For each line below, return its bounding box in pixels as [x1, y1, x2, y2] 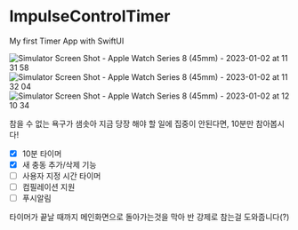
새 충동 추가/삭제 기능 [21, 160, 97, 170]
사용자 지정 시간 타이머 [21, 171, 101, 181]
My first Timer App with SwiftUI [9, 36, 125, 46]
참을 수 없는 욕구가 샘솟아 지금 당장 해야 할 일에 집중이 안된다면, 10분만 [9, 118, 254, 129]
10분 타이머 [21, 148, 62, 159]
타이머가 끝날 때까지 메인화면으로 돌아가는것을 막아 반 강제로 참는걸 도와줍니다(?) [9, 211, 290, 223]
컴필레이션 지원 [21, 182, 76, 193]
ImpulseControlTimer [9, 6, 171, 27]
